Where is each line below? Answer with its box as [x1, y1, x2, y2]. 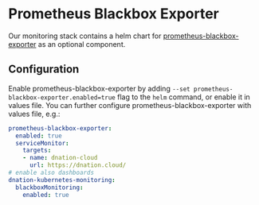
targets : [22, 146, 52, 155]
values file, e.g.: [8, 109, 61, 118]
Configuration [8, 63, 80, 76]
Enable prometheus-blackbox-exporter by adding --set [8, 83, 190, 93]
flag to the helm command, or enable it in [116, 92, 251, 102]
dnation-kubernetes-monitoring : [8, 176, 116, 184]
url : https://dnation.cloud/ [29, 161, 127, 169]
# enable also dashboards [8, 168, 94, 176]
